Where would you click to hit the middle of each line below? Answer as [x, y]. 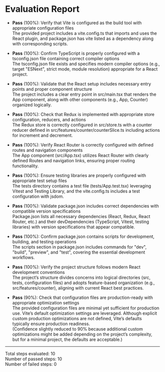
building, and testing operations [44, 242]
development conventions [39, 272]
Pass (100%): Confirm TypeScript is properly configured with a [76, 53]
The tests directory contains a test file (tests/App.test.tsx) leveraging [82, 186]
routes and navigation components [47, 150]
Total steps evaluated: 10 [30, 353]
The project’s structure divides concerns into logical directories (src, [81, 277]
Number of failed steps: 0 [31, 364]
